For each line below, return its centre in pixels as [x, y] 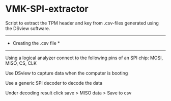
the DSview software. [28, 28]
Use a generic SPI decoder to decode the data [54, 83]
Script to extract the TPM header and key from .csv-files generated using [82, 23]
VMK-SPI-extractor [47, 9]
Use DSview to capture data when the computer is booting [67, 73]
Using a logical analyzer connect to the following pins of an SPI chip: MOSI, [84, 58]
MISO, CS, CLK [21, 63]
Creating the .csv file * [36, 43]
